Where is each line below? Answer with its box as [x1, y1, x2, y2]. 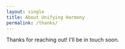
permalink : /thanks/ [6, 20, 59, 26]
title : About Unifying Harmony [6, 14, 85, 20]
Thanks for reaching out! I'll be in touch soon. [6, 36, 120, 44]
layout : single [6, 8, 45, 15]
